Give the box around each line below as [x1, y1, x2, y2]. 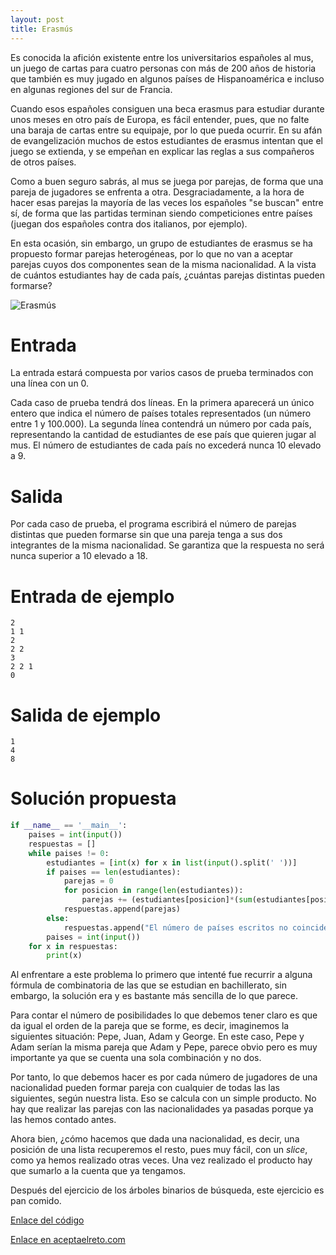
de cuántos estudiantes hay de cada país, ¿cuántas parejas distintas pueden [10, 269, 325, 281]
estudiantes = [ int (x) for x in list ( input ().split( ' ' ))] [46, 857, 298, 868]
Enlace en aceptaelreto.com [10, 1234, 126, 1246]
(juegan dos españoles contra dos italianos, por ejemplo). [10, 217, 248, 230]
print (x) [46, 951, 83, 961]
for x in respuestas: [28, 941, 118, 951]
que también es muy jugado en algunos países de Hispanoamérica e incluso [10, 72, 325, 85]
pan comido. [10, 1195, 62, 1207]
